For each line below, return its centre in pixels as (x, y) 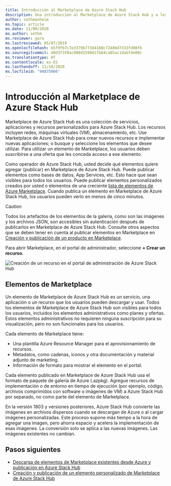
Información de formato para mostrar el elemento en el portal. (77, 365)
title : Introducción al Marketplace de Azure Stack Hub (66, 10)
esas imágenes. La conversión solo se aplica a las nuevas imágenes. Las (81, 428)
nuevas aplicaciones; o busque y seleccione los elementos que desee (79, 143)
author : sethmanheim (27, 19)
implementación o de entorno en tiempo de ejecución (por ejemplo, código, (84, 386)
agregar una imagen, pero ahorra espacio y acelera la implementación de (82, 423)
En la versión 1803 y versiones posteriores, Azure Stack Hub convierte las (83, 407)
